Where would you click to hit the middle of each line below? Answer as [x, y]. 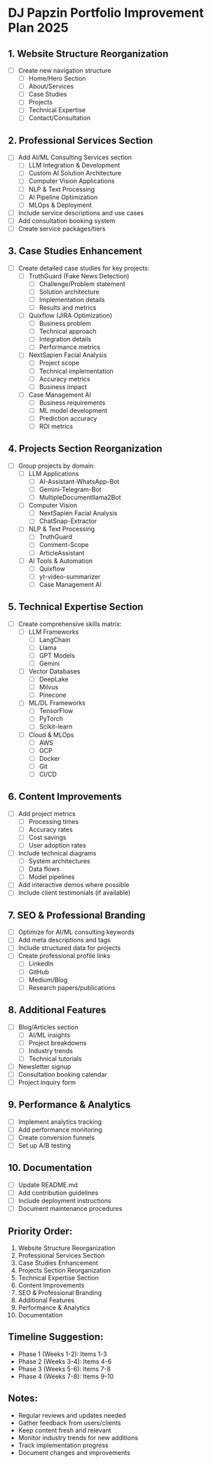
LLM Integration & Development [74, 165]
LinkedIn [41, 964]
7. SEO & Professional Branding [77, 915]
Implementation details [72, 299]
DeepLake [54, 679]
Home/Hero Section [57, 79]
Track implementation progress [63, 1445]
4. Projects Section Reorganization [85, 449]
